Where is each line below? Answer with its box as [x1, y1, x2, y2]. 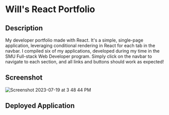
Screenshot [5, 73, 43, 82]
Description [5, 24, 43, 32]
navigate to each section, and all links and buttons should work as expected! [5, 59, 164, 64]
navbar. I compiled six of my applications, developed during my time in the [5, 48, 160, 54]
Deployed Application [5, 101, 75, 110]
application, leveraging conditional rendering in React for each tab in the [5, 43, 155, 49]
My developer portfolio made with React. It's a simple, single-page [5, 37, 144, 43]
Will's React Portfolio [5, 4, 95, 15]
